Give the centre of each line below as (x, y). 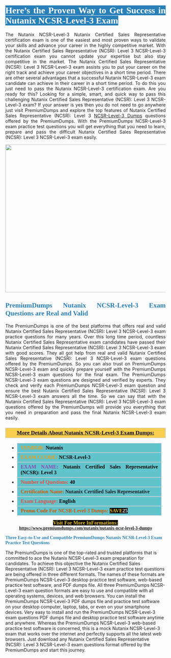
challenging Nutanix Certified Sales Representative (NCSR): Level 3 (78, 99)
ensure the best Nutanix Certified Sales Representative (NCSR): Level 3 (85, 391)
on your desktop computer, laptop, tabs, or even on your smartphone (78, 607)
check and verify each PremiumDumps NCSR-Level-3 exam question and (85, 385)
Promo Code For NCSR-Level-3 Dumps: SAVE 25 (74, 511)
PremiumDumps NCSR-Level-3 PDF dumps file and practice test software (82, 602)
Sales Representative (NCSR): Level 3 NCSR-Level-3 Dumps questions (85, 116)
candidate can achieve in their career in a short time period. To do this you (85, 83)
